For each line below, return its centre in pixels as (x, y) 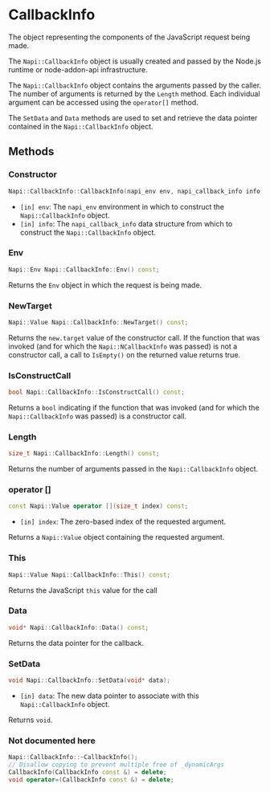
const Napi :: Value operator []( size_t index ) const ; (98, 506)
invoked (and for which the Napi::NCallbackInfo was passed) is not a (123, 346)
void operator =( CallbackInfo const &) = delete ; (91, 780)
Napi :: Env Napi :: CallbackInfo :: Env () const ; (84, 269)
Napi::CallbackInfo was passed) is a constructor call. (98, 416)
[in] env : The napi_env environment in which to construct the (122, 206)
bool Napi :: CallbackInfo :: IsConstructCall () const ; (96, 392)
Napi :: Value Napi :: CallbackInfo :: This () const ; (90, 575)
